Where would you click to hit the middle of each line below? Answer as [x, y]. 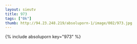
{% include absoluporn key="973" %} [43, 37]
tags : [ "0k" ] [18, 18]
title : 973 [16, 14]
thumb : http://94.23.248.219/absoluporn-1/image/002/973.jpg [69, 23]
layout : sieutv [21, 9]
